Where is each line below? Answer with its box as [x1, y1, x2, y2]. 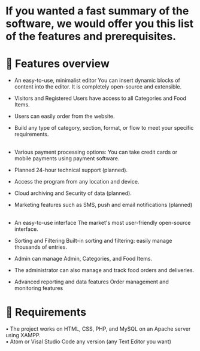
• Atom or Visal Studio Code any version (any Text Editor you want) [5, 338, 172, 345]
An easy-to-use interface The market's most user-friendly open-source [14, 219, 191, 227]
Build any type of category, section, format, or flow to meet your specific [14, 124, 194, 132]
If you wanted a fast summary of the [5, 4, 189, 18]
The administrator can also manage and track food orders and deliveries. [14, 267, 195, 274]
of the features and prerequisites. [5, 30, 177, 43]
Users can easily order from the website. [14, 112, 115, 120]
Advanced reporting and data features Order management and [14, 278, 169, 285]
